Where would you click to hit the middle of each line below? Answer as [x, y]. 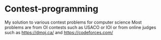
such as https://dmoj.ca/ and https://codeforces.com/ [59, 32]
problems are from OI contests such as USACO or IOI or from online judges [80, 27]
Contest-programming [52, 9]
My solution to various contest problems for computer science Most [73, 22]
